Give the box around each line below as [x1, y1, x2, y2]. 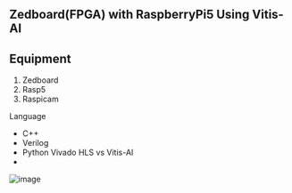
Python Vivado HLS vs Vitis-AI [21, 147, 134, 158]
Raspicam [21, 93, 60, 105]
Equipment [9, 51, 71, 66]
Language [9, 111, 46, 122]
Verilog [21, 138, 49, 149]
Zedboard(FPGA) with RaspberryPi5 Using [9, 7, 250, 22]
